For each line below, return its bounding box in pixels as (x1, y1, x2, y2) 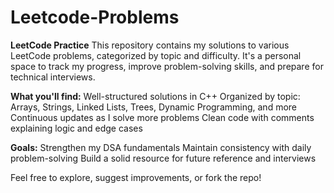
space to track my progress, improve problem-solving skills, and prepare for (10, 60, 324, 72)
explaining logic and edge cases (10, 122, 143, 134)
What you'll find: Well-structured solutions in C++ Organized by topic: (10, 90, 301, 102)
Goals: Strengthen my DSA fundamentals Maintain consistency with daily (10, 141, 312, 153)
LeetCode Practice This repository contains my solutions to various (10, 39, 290, 51)
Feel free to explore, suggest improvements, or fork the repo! (10, 171, 262, 183)
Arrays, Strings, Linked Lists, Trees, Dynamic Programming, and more (10, 101, 298, 113)
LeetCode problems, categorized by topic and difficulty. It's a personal (10, 49, 302, 61)
